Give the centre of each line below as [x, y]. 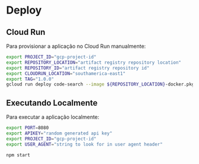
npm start [18, 155]
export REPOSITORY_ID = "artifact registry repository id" [78, 68]
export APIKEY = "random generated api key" [59, 133]
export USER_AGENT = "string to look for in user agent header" [84, 144]
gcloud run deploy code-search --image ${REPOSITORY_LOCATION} [86, 84]
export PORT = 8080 [28, 128]
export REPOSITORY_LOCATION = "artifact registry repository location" [94, 63]
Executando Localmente [52, 103]
